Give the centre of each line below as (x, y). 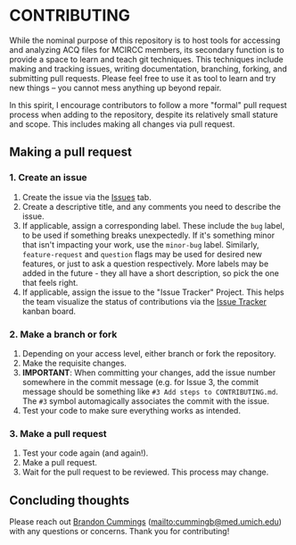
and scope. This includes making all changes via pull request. (122, 124)
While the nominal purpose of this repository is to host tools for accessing (145, 40)
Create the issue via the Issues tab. (86, 197)
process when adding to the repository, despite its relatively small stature (144, 114)
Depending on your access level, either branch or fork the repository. (149, 353)
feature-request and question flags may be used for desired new (142, 254)
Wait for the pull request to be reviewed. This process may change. (145, 472)
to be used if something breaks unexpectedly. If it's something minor (148, 235)
